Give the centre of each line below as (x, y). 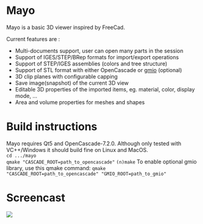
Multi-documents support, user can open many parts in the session (99, 51)
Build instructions (52, 127)
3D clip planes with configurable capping (66, 76)
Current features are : (33, 39)
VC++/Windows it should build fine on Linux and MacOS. (77, 150)
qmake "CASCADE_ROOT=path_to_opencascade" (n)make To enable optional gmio (101, 162)
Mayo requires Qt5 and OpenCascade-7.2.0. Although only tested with (94, 143)
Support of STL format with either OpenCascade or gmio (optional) (98, 70)
